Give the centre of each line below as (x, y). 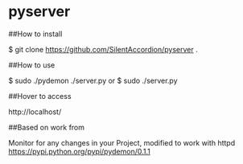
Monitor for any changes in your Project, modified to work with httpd (122, 142)
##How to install (35, 34)
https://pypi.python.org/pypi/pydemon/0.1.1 (79, 151)
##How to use (32, 65)
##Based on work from (47, 127)
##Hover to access (40, 96)
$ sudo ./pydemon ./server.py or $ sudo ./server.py (93, 80)
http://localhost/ (35, 112)
